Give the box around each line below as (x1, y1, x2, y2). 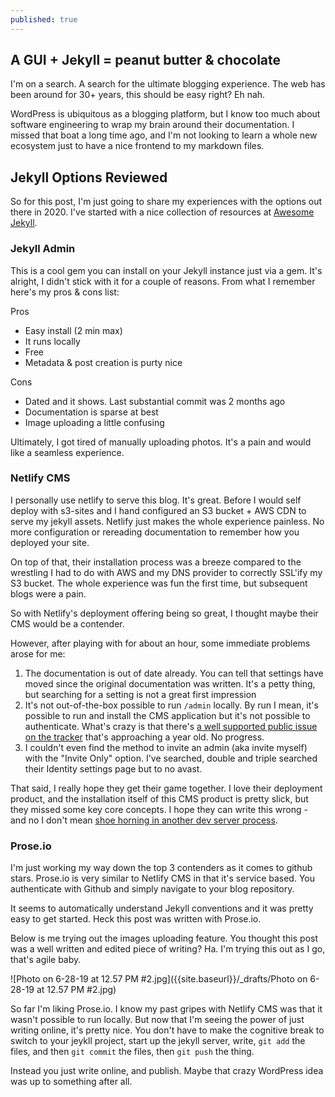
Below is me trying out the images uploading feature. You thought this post (10, 932, 319, 945)
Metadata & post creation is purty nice (24, 356, 183, 368)
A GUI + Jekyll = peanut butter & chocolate (10, 52, 282, 69)
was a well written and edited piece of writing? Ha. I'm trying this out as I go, (10, 943, 326, 955)
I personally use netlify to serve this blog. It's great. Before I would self (10, 494, 302, 506)
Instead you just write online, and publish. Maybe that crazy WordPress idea (10, 1065, 324, 1077)
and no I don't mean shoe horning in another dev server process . (10, 814, 278, 826)
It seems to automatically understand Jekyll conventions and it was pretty (10, 902, 314, 915)
